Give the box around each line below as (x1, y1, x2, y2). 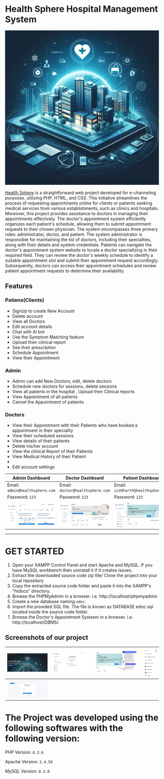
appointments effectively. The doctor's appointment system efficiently (5, 216, 146, 222)
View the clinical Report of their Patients (12, 449, 93, 454)
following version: (5, 733, 80, 744)
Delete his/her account (12, 443, 59, 449)
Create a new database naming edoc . (12, 598, 86, 604)
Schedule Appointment (12, 350, 59, 355)
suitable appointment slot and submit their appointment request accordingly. (5, 257, 159, 263)
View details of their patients (12, 438, 70, 444)
